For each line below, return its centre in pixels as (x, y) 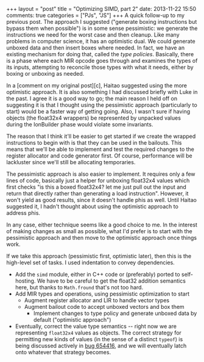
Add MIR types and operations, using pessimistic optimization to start (102, 294)
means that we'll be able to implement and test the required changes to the (100, 149)
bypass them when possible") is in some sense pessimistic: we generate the (102, 28)
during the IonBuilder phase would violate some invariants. (80, 124)
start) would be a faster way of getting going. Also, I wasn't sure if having (98, 111)
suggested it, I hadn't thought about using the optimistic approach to (92, 206)
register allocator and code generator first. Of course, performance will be (100, 156)
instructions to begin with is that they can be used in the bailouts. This (94, 143)
